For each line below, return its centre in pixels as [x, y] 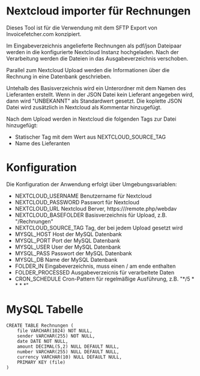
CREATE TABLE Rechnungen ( [40, 326]
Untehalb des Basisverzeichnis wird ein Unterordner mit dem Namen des [96, 88]
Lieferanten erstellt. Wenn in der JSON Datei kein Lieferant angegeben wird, [100, 94]
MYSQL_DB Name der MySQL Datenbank [66, 259]
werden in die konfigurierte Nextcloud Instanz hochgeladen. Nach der [92, 52]
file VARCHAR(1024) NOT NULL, [55, 331]
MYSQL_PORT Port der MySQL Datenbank [67, 240]
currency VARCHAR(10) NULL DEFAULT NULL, [69, 357]
